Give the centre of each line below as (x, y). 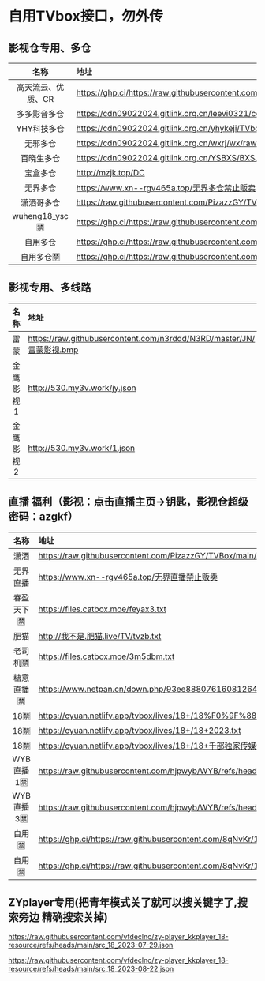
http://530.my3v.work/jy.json (82, 388)
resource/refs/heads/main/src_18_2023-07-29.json (91, 945)
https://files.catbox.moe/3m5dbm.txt (106, 656)
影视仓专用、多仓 (50, 48)
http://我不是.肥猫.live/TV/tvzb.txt (100, 636)
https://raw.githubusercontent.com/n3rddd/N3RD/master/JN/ (142, 338)
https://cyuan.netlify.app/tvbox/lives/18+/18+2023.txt (140, 730)
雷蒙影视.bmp (53, 350)
